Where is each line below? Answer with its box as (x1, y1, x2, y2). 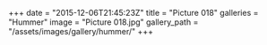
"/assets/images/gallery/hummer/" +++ (8, 26, 154, 36)
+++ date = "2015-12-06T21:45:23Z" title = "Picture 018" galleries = (8, 8, 259, 18)
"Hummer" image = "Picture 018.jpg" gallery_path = (8, 17, 199, 27)
